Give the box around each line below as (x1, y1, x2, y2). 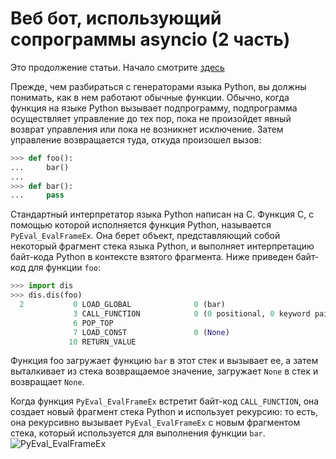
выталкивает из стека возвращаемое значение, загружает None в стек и (10, 365, 319, 377)
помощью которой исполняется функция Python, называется (10, 219, 272, 231)
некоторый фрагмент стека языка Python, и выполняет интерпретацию (10, 240, 315, 252)
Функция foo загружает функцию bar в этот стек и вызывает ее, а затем (10, 355, 319, 367)
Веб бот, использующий (10, 7, 222, 30)
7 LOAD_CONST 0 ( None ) (73, 327, 230, 337)
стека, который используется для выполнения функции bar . (10, 427, 266, 439)
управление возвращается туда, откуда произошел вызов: (10, 133, 262, 146)
